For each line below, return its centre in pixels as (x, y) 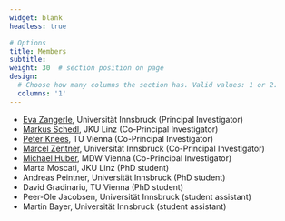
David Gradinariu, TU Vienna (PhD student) (103, 186)
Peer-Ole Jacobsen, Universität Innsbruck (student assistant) (137, 196)
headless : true (38, 26)
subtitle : (28, 60)
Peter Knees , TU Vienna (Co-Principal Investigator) (118, 138)
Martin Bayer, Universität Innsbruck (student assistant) (124, 206)
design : (24, 77)
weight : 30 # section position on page (87, 68)
